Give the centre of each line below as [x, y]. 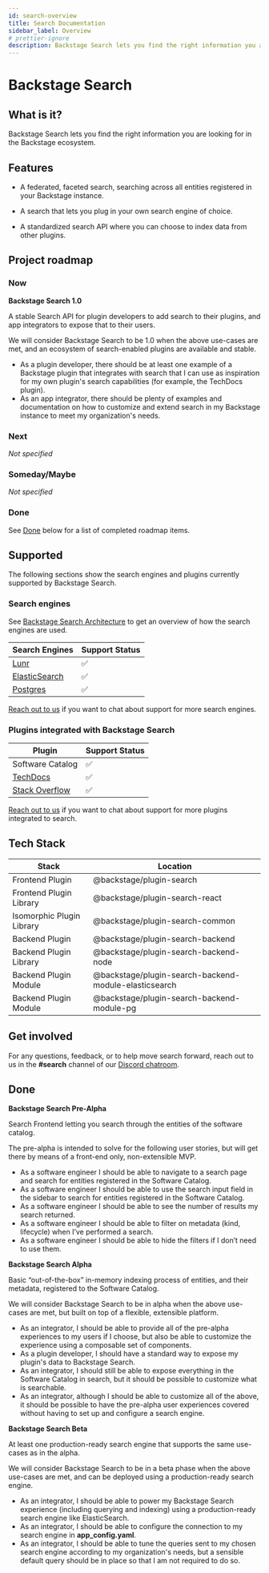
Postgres [29, 689]
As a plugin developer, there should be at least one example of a [126, 364]
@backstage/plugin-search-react [158, 897]
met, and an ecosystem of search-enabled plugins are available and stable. [132, 349]
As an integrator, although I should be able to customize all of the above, [139, 1397]
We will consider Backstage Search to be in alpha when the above [117, 1304]
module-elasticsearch [135, 985]
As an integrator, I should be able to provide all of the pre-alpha [124, 1328]
